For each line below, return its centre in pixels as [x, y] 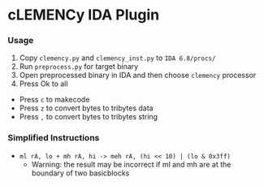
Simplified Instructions [54, 138]
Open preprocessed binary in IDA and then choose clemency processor [138, 76]
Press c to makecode [54, 100]
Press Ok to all [43, 84]
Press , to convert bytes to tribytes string [89, 117]
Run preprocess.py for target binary [79, 67]
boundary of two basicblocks [80, 173]
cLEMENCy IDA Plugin [84, 15]
